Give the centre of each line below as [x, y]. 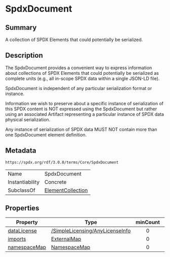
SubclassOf [22, 190]
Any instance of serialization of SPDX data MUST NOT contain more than [81, 129]
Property [27, 222]
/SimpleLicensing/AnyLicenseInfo [91, 231]
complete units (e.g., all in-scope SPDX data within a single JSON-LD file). [82, 78]
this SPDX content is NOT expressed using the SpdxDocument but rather [81, 109]
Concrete [56, 182]
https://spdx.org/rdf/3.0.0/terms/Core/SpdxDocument [62, 162]
